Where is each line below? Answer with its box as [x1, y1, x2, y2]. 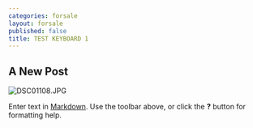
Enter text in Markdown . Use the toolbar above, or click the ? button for [8, 102, 246, 112]
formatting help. [8, 110, 62, 120]
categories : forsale [8, 11, 79, 20]
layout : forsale [8, 19, 63, 28]
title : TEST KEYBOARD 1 [8, 34, 89, 43]
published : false [8, 27, 67, 35]
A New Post [8, 64, 69, 78]
